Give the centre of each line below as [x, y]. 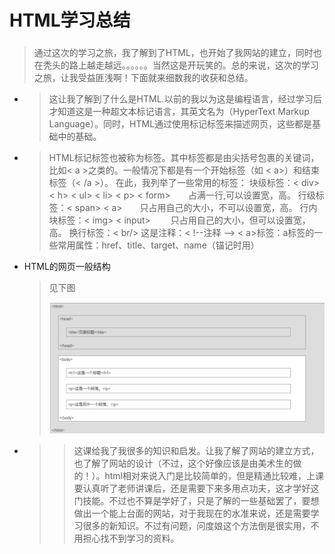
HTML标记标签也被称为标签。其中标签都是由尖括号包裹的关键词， [184, 158]
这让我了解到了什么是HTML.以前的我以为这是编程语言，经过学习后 [185, 99]
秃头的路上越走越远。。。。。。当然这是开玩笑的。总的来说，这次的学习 [180, 65]
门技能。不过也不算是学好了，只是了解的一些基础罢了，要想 [196, 500]
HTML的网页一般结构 [67, 267]
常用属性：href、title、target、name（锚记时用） [158, 245]
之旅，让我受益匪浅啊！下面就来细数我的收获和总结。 [143, 78]
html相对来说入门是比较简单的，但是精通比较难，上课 [214, 475]
